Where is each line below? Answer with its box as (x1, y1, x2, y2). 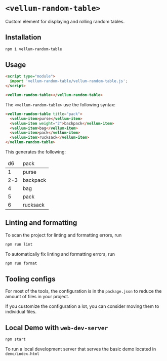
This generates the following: (5, 149, 66, 155)
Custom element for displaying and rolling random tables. (5, 18, 125, 24)
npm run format (5, 261, 37, 266)
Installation (5, 33, 41, 42)
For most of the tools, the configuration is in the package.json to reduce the (5, 288, 162, 294)
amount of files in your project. (5, 294, 69, 300)
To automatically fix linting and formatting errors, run (5, 251, 115, 257)
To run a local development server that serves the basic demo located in (5, 346, 156, 352)
